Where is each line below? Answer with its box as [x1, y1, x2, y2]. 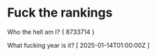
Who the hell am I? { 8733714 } [7, 28, 95, 36]
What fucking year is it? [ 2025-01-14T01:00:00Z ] [7, 41, 150, 49]
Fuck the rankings [7, 5, 113, 21]
